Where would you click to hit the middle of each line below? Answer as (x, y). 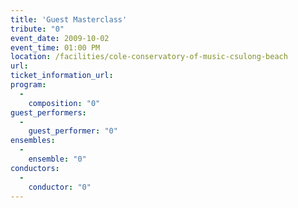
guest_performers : (48, 112)
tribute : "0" (37, 29)
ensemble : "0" (57, 159)
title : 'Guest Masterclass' (69, 19)
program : (28, 85)
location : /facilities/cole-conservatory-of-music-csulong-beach (149, 57)
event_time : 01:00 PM (55, 47)
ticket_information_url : (62, 76)
